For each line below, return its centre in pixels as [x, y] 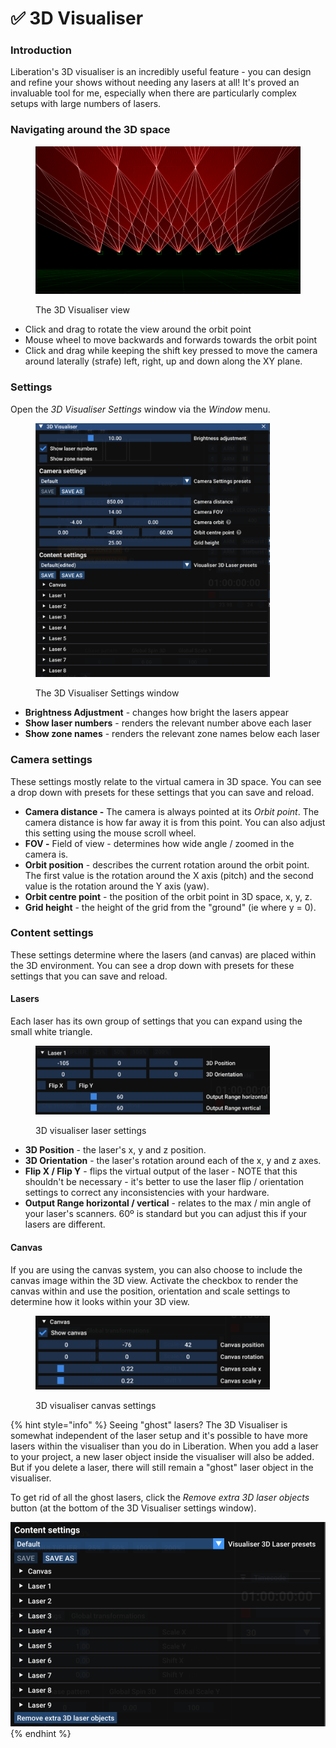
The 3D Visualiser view [82, 310]
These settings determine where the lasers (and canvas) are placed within [163, 954]
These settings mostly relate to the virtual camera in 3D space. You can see [166, 781]
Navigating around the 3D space [90, 130]
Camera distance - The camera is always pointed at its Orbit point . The [172, 811]
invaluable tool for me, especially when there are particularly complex [153, 93]
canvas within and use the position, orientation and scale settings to [150, 1291]
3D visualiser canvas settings [96, 1406]
